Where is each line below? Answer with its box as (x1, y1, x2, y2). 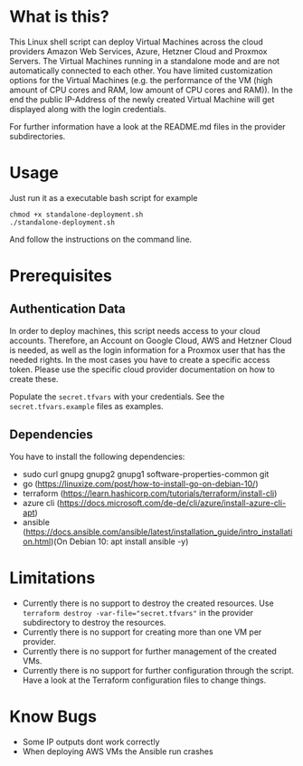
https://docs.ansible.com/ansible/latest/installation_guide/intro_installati (25, 526, 293, 537)
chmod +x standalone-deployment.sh (9, 210, 144, 219)
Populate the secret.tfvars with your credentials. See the (9, 391, 225, 402)
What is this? (9, 6, 110, 27)
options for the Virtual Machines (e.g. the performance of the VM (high (9, 74, 273, 85)
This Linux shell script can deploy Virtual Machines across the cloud (9, 36, 264, 47)
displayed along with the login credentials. (9, 103, 167, 114)
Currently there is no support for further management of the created (22, 646, 278, 656)
